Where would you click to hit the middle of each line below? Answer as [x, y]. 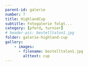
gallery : [14, 42]
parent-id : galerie [25, 10]
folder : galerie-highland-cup [37, 38]
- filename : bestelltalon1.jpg [51, 51]
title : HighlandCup [25, 19]
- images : [24, 47]
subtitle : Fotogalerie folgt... [39, 24]
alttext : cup [37, 56]
